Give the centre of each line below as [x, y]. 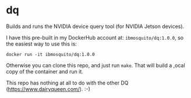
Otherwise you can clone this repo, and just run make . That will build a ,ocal [95, 65]
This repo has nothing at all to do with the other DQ [67, 83]
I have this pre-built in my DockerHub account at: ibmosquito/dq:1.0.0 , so [95, 37]
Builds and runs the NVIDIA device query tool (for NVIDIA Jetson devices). [95, 26]
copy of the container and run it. [45, 71]
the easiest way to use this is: [41, 44]
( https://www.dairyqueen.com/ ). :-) [48, 89]
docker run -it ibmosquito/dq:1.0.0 [50, 54]
